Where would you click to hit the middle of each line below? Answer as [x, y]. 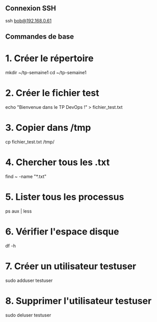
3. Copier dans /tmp [48, 128]
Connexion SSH [31, 8]
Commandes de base [40, 37]
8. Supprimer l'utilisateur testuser [78, 301]
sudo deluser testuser [28, 315]
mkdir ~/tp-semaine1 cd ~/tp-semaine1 [46, 73]
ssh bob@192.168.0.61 [29, 20]
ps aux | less [19, 211]
